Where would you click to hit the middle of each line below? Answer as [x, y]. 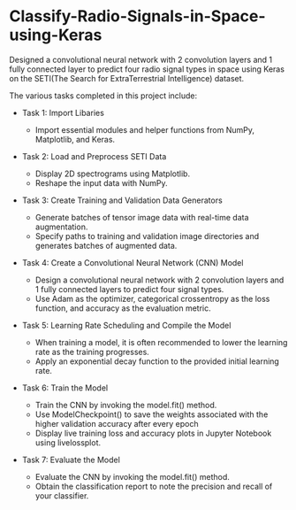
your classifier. [62, 495]
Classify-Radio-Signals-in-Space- [138, 16]
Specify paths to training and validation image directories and [147, 236]
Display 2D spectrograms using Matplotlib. [113, 174]
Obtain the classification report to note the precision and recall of [154, 486]
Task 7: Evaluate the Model [71, 460]
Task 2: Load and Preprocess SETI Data [94, 156]
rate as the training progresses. [92, 352]
